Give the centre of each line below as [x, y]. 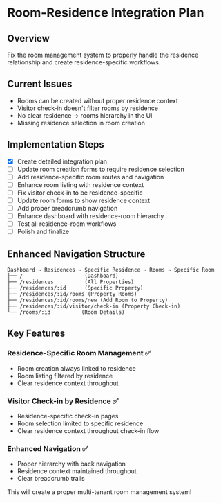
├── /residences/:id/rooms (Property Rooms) [72, 294]
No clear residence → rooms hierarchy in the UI [85, 115]
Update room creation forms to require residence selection [100, 169]
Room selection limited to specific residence [80, 423]
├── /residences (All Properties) [71, 282]
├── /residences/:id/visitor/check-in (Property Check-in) [94, 306]
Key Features [36, 334]
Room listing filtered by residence [65, 376]
